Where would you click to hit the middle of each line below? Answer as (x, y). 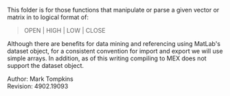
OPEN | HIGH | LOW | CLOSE (65, 31)
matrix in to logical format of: (48, 17)
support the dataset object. (46, 65)
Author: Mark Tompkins (40, 79)
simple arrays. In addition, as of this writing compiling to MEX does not (107, 58)
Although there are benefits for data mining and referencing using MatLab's (114, 44)
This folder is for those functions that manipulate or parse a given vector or (113, 10)
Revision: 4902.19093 (38, 86)
